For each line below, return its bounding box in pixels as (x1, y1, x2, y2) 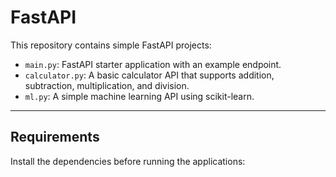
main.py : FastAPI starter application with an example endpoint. (24, 58, 282, 70)
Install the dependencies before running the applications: (10, 155, 246, 167)
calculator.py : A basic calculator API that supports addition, (24, 69, 275, 81)
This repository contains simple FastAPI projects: (10, 39, 212, 51)
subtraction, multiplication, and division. (24, 79, 190, 91)
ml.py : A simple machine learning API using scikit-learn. (24, 90, 255, 102)
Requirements (10, 129, 100, 146)
